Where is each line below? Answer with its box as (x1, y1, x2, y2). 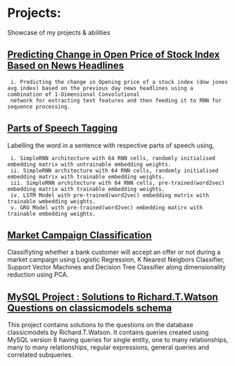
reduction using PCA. (7, 270, 69, 279)
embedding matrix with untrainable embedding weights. (7, 161, 172, 168)
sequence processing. (7, 103, 71, 110)
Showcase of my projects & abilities (7, 28, 110, 37)
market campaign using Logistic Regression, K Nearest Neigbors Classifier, (7, 255, 225, 264)
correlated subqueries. (7, 350, 74, 359)
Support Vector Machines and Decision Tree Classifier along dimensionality (7, 263, 227, 272)
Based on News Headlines (7, 60, 125, 72)
